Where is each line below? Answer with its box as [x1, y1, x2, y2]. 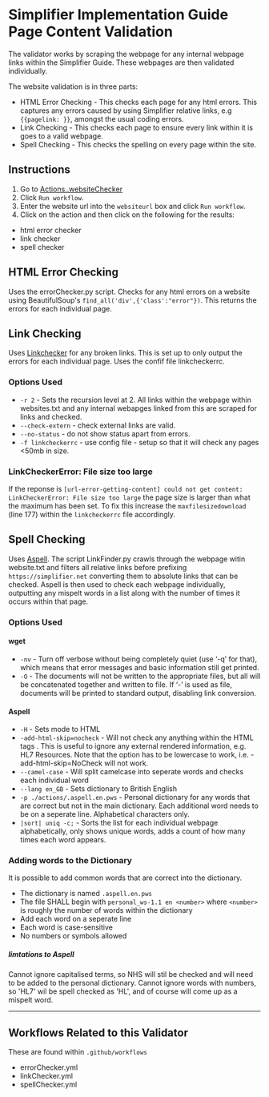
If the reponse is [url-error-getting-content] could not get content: [8, 484, 243, 493]
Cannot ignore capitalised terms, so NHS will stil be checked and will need [8, 970, 254, 979]
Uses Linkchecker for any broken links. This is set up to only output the [8, 348, 243, 358]
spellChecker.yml [19, 1079, 78, 1090]
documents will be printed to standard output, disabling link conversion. [19, 688, 257, 697]
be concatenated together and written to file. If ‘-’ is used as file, [19, 679, 232, 689]
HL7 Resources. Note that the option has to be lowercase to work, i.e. [19, 750, 250, 760]
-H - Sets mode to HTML [19, 725, 101, 734]
